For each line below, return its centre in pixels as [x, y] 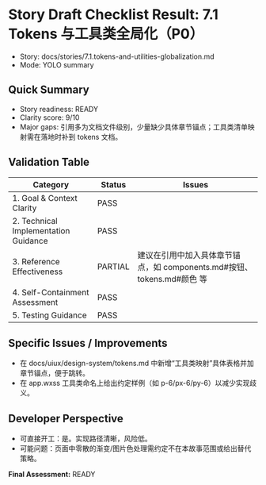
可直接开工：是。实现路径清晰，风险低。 [85, 439]
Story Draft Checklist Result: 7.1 [114, 15]
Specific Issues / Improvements [88, 343]
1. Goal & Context [45, 198]
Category [51, 184]
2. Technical [35, 221]
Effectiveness [38, 271]
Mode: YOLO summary [57, 64]
